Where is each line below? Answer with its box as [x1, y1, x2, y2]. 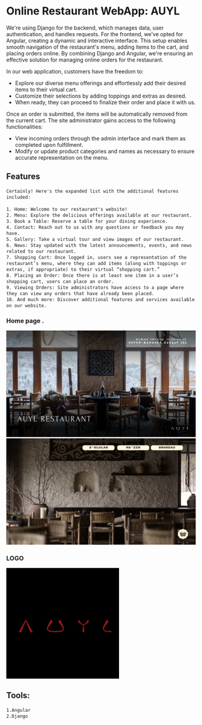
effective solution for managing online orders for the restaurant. [6, 56, 164, 63]
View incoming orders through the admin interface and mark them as [14, 134, 186, 142]
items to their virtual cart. [14, 86, 78, 93]
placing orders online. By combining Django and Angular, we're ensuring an [6, 49, 194, 57]
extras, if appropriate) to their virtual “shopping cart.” [6, 266, 161, 272]
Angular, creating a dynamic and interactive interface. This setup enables [6, 37, 188, 44]
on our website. [6, 302, 47, 308]
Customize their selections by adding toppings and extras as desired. [14, 92, 187, 99]
